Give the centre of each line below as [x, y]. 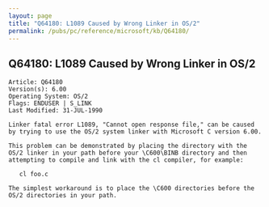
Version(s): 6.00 [38, 90]
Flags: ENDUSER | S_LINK [50, 103]
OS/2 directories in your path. [63, 196]
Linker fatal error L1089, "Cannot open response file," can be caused [131, 125]
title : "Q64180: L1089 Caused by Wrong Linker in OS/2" [104, 23]
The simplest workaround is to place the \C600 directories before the [131, 188]
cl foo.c [34, 175]
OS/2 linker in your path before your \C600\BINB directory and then [128, 153]
